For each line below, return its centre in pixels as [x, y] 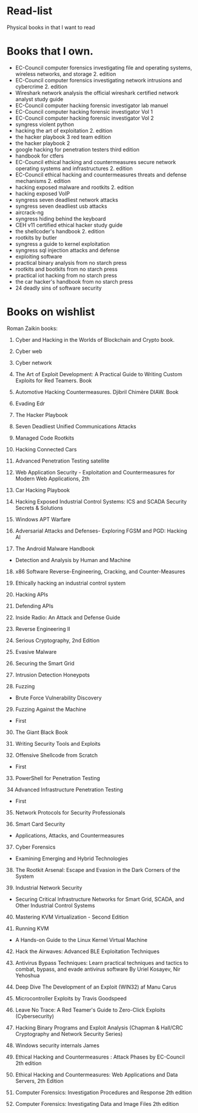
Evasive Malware [36, 652]
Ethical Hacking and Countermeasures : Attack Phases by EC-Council [100, 1057]
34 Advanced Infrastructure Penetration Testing [65, 790]
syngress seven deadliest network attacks [67, 200]
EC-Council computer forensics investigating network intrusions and [98, 80]
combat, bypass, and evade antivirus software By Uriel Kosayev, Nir [98, 969]
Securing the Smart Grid [45, 663]
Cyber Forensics [35, 847]
